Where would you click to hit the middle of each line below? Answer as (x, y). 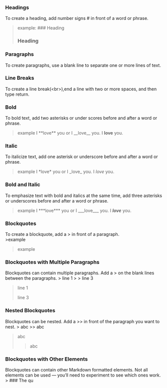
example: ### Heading (41, 28)
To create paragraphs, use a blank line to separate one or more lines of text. (83, 65)
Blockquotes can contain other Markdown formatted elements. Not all (77, 370)
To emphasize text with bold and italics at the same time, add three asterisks (84, 195)
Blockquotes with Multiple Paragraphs (52, 262)
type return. (17, 94)
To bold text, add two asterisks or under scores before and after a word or (81, 118)
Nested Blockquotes (30, 311)
